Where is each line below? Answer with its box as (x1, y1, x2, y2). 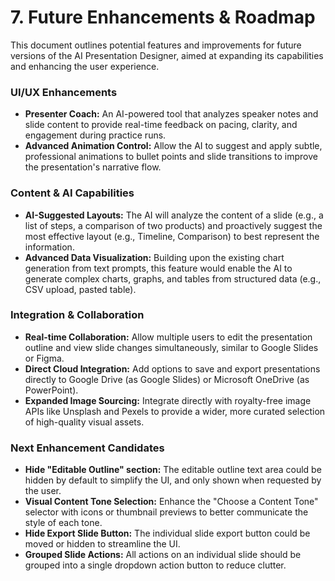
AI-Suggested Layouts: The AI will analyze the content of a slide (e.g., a (24, 209, 324, 221)
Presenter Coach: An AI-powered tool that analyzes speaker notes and (24, 108, 319, 120)
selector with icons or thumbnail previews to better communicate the (24, 506, 309, 518)
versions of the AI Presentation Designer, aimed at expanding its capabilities (10, 49, 324, 61)
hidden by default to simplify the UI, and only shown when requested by (24, 474, 322, 486)
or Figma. (24, 352, 65, 364)
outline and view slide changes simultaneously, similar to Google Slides (24, 341, 319, 353)
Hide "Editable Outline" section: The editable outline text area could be (24, 464, 322, 476)
